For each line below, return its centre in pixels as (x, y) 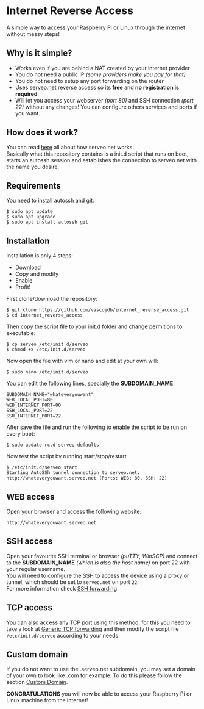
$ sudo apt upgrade (31, 217)
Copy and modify (37, 274)
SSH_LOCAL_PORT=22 (30, 411)
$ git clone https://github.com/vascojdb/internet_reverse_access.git (98, 310)
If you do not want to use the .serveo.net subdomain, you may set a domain (101, 669)
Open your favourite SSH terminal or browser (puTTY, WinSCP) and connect (102, 556)
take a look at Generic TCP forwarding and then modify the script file (93, 628)
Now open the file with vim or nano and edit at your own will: (82, 361)
